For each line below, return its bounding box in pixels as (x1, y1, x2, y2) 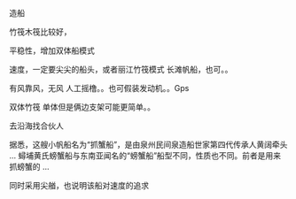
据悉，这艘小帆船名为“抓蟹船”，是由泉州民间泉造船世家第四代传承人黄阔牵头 (9, 140, 288, 149)
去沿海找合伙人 (9, 120, 64, 131)
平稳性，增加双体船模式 (9, 45, 95, 56)
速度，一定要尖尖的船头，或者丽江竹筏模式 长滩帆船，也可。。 (9, 65, 233, 74)
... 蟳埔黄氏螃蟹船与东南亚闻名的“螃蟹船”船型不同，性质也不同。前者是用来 (9, 150, 282, 161)
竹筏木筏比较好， (9, 27, 72, 37)
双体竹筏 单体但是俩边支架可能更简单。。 (9, 102, 155, 112)
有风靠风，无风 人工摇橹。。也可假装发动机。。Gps (9, 83, 190, 93)
